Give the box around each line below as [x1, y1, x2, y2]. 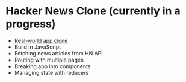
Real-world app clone [14, 37, 68, 44]
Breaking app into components [14, 62, 91, 70]
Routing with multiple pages [14, 56, 84, 63]
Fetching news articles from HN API [14, 49, 103, 57]
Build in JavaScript [14, 43, 61, 51]
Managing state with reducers [14, 69, 89, 76]
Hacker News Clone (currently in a [5, 4, 181, 18]
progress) [5, 17, 56, 31]
